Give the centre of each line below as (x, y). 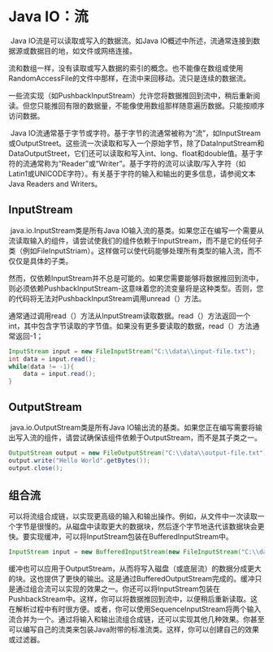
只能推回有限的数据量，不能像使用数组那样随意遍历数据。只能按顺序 (150, 106)
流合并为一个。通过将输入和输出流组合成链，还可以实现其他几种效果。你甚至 (136, 620)
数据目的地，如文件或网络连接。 (83, 50)
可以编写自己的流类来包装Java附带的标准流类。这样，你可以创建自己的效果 (134, 629)
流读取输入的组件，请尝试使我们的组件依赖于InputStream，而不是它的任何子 (136, 240)
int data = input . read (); (52, 359)
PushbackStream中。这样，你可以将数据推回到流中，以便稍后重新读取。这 (133, 599)
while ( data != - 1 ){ (41, 366)
